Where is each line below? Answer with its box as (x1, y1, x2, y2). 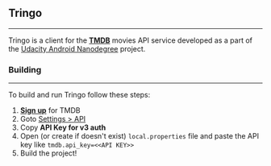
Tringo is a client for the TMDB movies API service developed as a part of (8, 35, 252, 45)
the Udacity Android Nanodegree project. (8, 44, 146, 53)
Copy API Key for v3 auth (19, 122, 106, 132)
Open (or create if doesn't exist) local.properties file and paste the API (19, 131, 260, 141)
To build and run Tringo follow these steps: (8, 90, 151, 100)
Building (8, 64, 42, 75)
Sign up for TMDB (19, 106, 81, 115)
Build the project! (19, 148, 77, 158)
